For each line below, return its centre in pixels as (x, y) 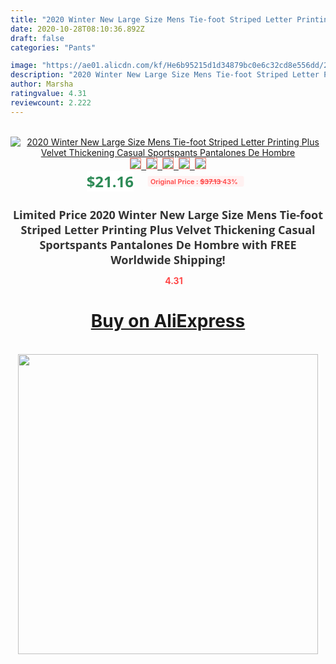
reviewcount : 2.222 (51, 102)
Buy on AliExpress (168, 321)
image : (24, 66)
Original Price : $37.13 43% (193, 181)
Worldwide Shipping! (168, 259)
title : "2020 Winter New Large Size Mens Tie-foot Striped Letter (151, 19)
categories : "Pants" (53, 47)
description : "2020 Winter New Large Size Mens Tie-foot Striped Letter (165, 75)
